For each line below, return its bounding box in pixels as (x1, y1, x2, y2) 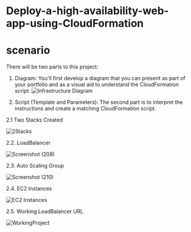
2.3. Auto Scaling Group (6, 162, 64, 169)
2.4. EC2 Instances (6, 185, 52, 192)
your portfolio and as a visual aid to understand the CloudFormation (14, 81, 179, 88)
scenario (6, 44, 50, 57)
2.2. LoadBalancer (6, 139, 51, 146)
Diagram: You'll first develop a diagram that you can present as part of (14, 75, 186, 82)
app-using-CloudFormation (6, 17, 144, 30)
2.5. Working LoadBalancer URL (6, 208, 84, 215)
